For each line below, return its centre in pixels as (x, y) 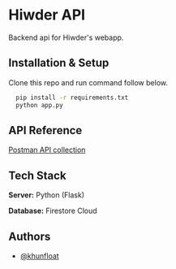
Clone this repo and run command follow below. (88, 82)
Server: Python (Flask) (47, 195)
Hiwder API (47, 15)
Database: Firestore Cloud (53, 211)
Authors (30, 236)
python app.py (39, 105)
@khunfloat (39, 256)
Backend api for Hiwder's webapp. (66, 37)
